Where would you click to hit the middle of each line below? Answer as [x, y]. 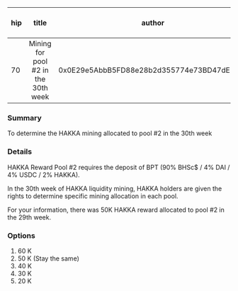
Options [21, 235]
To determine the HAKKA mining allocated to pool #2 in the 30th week [110, 133]
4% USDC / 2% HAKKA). [44, 175]
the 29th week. [29, 217]
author [153, 23]
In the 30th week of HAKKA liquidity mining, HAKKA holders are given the [115, 188]
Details [20, 152]
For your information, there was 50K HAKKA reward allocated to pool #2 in [116, 210]
